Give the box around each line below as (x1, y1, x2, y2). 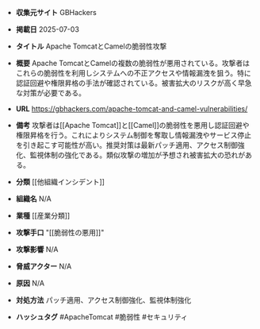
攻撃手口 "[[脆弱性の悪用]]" (15, 228, 105, 237)
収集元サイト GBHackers (15, 8, 97, 17)
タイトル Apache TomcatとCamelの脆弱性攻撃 (15, 41, 167, 51)
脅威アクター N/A (15, 261, 72, 271)
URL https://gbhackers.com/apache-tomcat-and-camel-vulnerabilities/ (15, 104, 248, 114)
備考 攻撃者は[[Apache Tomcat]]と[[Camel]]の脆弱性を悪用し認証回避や (15, 121, 250, 130)
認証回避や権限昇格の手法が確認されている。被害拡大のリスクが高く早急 (15, 79, 252, 87)
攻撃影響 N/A (15, 245, 59, 254)
